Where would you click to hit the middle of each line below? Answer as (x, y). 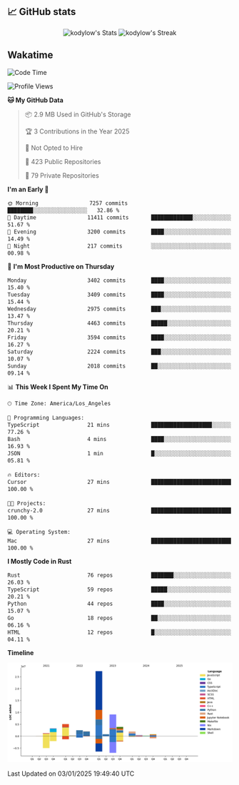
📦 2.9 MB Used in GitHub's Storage (78, 114)
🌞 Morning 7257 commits (68, 203)
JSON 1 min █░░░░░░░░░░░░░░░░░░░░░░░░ (119, 453)
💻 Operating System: (39, 532)
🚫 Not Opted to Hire (54, 148)
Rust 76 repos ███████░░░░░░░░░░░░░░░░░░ (119, 575)
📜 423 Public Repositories (63, 161)
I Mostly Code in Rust (40, 561)
